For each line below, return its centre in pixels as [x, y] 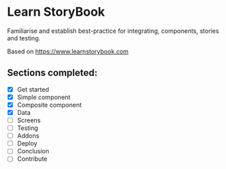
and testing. [24, 38]
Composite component [49, 105]
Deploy [27, 144]
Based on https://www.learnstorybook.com [68, 51]
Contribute [32, 159]
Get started [33, 89]
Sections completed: [52, 73]
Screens [29, 120]
